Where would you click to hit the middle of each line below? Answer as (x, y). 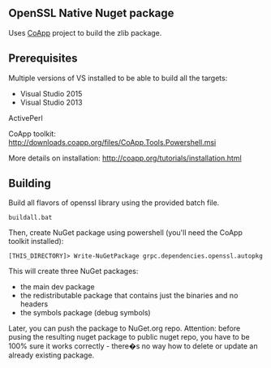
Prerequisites (43, 59)
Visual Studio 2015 (51, 93)
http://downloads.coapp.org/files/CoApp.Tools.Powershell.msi (112, 142)
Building (30, 184)
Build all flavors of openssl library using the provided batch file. (114, 203)
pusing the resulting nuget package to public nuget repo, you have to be (129, 337)
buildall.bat (30, 218)
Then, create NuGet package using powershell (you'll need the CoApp (126, 233)
